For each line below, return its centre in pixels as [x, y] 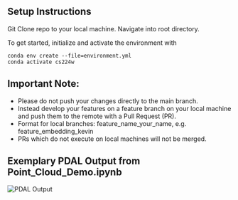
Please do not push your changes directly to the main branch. [108, 101]
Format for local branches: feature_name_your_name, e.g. [102, 123]
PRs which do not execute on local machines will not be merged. [112, 139]
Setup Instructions [49, 12]
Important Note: [43, 84]
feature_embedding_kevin [55, 131]
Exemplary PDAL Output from [74, 161]
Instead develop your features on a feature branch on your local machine [124, 108]
